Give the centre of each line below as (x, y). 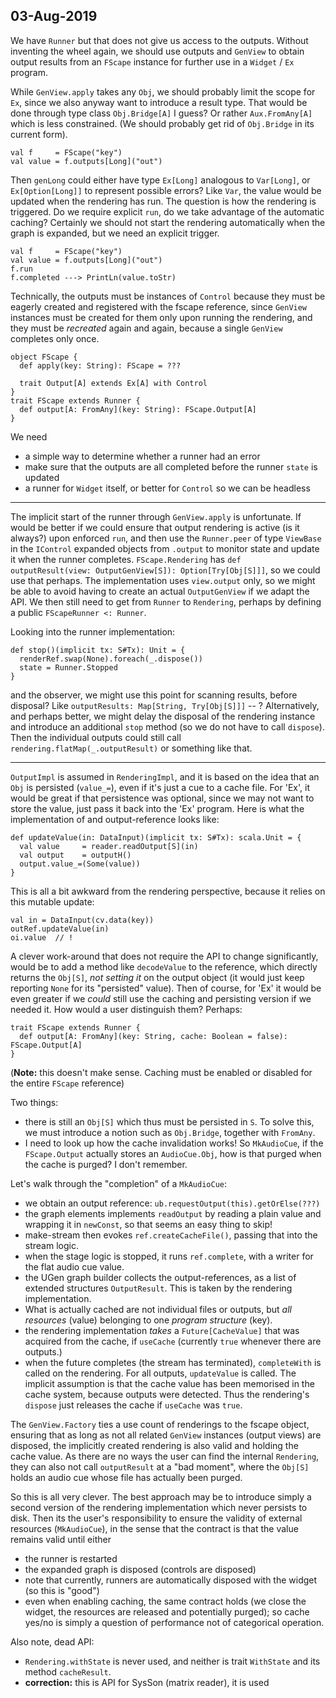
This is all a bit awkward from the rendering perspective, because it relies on (168, 891)
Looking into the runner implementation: (93, 631)
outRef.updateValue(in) (60, 929)
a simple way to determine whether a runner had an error (142, 456)
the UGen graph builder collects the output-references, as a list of (160, 1277)
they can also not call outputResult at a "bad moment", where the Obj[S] (160, 1466)
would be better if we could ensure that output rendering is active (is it (155, 527)
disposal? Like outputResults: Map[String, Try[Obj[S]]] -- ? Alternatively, (165, 705)
